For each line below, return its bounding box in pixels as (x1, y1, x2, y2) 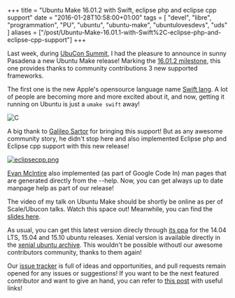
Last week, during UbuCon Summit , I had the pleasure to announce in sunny (7, 49, 227, 57)
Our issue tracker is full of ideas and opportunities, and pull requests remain (7, 262, 226, 270)
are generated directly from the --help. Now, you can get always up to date (7, 176, 224, 185)
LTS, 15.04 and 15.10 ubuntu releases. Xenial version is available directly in (7, 234, 221, 241)
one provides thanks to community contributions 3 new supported (7, 64, 198, 72)
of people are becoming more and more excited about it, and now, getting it (7, 92, 225, 101)
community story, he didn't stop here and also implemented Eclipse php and (7, 134, 227, 143)
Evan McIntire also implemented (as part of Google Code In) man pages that (7, 169, 227, 177)
